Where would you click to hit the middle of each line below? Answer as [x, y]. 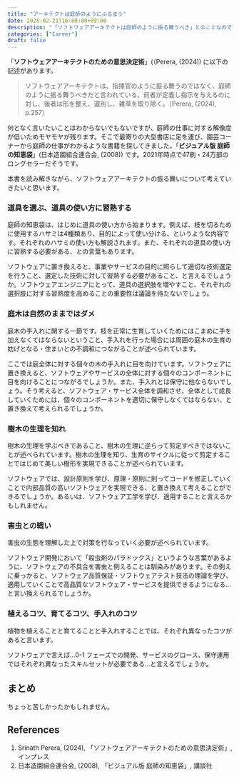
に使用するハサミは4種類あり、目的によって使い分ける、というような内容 [115, 234]
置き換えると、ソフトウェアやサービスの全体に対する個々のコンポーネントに [120, 373]
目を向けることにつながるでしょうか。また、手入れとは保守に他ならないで [117, 381]
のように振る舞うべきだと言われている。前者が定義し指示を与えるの [124, 95]
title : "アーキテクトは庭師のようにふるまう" [67, 14]
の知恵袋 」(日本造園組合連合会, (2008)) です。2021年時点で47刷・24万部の [118, 155]
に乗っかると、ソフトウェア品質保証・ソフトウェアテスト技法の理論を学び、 [120, 576]
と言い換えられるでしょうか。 [51, 593]
